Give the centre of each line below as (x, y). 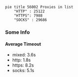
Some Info (18, 32)
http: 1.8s (21, 60)
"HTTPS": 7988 (28, 16)
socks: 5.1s (23, 71)
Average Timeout (23, 44)
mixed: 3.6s (24, 55)
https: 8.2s (23, 65)
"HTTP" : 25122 (29, 11)
